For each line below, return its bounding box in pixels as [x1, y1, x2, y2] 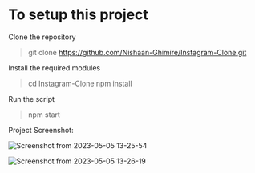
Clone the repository [8, 32, 76, 42]
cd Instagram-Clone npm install [27, 78, 132, 88]
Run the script [8, 94, 55, 103]
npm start [27, 110, 60, 119]
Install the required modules [8, 62, 101, 73]
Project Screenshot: [8, 125, 74, 135]
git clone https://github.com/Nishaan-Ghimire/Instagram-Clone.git [27, 47, 247, 57]
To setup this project [8, 6, 148, 24]
